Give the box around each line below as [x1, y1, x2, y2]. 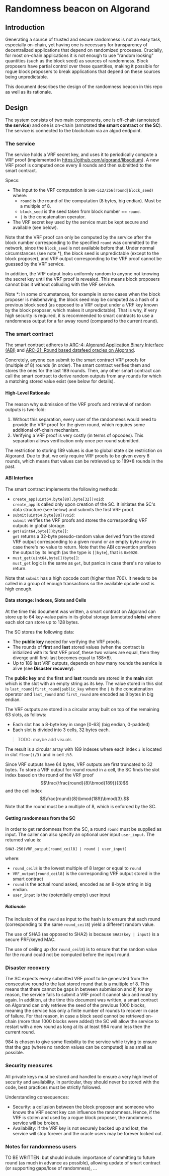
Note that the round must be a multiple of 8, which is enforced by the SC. [5, 804, 157, 810]
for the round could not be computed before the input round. [5, 952, 131, 958]
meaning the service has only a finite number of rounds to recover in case [5, 1007, 158, 1014]
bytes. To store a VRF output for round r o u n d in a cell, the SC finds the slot [5, 767, 160, 773]
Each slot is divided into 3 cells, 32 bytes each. [12, 727, 110, 733]
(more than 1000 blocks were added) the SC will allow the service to [17, 1018, 159, 1025]
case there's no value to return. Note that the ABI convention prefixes [12, 544, 156, 550]
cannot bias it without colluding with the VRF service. [5, 281, 116, 287]
